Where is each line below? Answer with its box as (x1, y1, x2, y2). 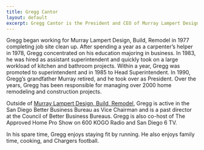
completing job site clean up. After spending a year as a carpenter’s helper (6, 43, 193, 50)
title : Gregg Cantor (6, 8, 59, 15)
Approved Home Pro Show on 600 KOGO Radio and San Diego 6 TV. (6, 119, 177, 126)
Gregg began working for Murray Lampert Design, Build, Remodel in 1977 (6, 37, 189, 44)
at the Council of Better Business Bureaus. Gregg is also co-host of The (6, 112, 185, 120)
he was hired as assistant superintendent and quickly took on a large (6, 56, 178, 64)
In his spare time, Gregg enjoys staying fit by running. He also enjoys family (6, 131, 195, 138)
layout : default (6, 15, 47, 21)
